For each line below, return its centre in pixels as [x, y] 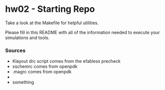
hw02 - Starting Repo [50, 9]
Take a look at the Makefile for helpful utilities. [52, 23]
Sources [15, 50]
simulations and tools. [27, 38]
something [23, 82]
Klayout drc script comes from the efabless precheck [66, 61]
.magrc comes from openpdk [42, 72]
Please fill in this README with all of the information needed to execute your [82, 32]
